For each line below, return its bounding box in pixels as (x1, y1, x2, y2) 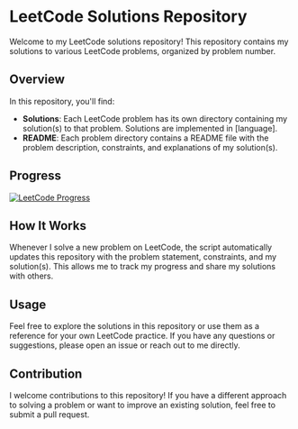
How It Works (9, 218, 87, 233)
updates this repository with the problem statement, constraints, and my (9, 251, 277, 262)
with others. (9, 270, 54, 281)
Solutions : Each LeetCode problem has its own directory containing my (22, 113, 288, 123)
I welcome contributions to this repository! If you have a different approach (9, 390, 287, 400)
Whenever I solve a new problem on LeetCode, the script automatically (9, 242, 273, 253)
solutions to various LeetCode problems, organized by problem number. (9, 45, 276, 56)
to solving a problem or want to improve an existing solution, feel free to (9, 399, 276, 410)
